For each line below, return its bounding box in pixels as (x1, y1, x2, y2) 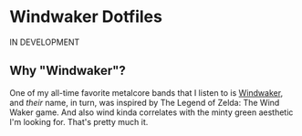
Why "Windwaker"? (9, 63, 126, 78)
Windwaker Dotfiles (9, 6, 162, 27)
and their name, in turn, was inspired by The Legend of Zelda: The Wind (9, 97, 280, 108)
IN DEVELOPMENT (9, 37, 80, 47)
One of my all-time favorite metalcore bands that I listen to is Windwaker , (9, 87, 284, 98)
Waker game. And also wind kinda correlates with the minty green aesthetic (9, 107, 294, 118)
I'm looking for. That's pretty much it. (9, 116, 149, 127)
